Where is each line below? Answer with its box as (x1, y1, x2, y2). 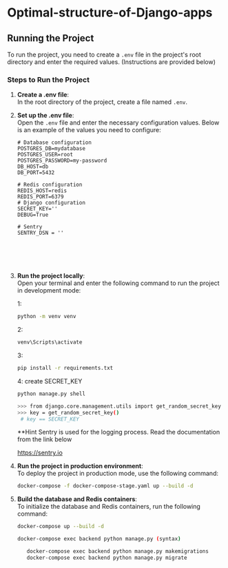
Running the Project (7, 32, 94, 44)
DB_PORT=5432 (17, 169, 55, 176)
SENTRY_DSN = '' (17, 229, 64, 237)
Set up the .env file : (17, 112, 74, 120)
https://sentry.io (17, 449, 63, 457)
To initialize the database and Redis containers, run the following (17, 503, 201, 511)
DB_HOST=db (17, 163, 49, 170)
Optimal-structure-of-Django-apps (7, 5, 213, 21)
